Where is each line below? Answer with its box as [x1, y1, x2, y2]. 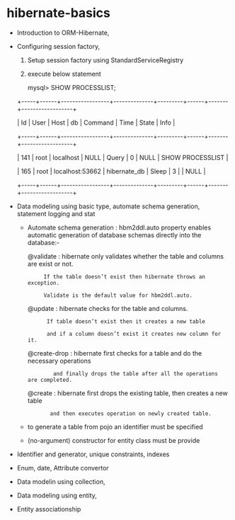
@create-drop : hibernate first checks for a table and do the [27, 349, 202, 357]
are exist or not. [27, 259, 74, 268]
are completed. [27, 376, 72, 383]
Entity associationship [16, 504, 81, 513]
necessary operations [27, 356, 91, 365]
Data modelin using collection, [16, 477, 105, 486]
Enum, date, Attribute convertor [16, 463, 109, 472]
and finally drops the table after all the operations [52, 370, 219, 377]
